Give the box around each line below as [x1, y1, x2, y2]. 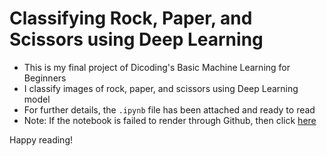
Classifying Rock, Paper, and [9, 7, 253, 30]
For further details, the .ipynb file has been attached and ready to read [23, 103, 316, 116]
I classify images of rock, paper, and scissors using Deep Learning [23, 82, 299, 94]
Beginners [23, 72, 67, 84]
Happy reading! [9, 133, 73, 146]
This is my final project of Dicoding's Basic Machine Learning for [23, 61, 291, 73]
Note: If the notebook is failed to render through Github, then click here [23, 114, 317, 126]
